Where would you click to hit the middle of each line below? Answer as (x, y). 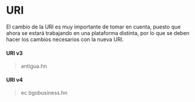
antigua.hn (34, 66)
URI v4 (15, 79)
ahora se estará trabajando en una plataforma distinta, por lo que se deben (98, 33)
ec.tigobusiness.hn (44, 93)
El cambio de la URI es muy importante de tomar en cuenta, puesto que (94, 27)
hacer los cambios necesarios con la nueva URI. (65, 39)
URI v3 (15, 53)
